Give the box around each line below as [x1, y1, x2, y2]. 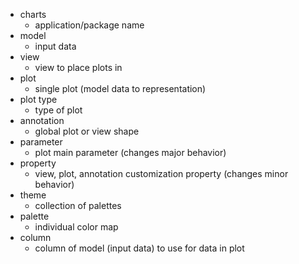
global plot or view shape [34, 125, 140, 137]
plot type [19, 94, 58, 105]
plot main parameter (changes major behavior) [34, 147, 227, 158]
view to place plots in [34, 62, 123, 73]
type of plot [34, 104, 83, 116]
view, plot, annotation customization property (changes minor [34, 168, 289, 179]
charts [19, 9, 47, 20]
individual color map [34, 221, 119, 233]
